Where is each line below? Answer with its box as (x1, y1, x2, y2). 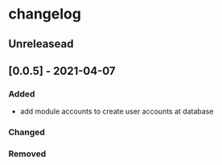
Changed (8, 126, 46, 138)
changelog (8, 5, 82, 23)
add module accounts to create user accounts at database (19, 106, 214, 117)
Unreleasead (8, 37, 74, 51)
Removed (8, 148, 47, 159)
